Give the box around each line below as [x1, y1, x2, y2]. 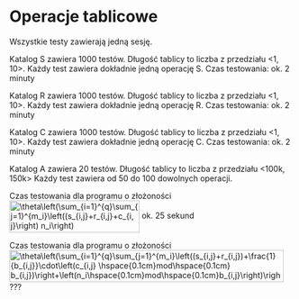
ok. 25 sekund [140, 210, 195, 222]
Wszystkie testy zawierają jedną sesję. [9, 36, 153, 47]
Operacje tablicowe [9, 6, 159, 27]
